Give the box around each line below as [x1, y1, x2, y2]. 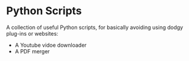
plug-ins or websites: [6, 30, 59, 37]
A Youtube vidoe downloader [14, 41, 87, 49]
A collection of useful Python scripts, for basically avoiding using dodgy [6, 24, 184, 31]
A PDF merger [14, 47, 50, 54]
